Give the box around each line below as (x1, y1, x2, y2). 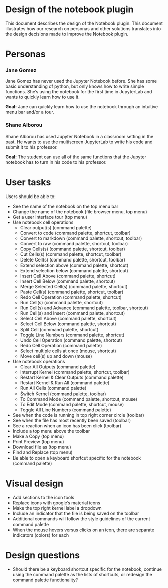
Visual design (5, 478, 64, 489)
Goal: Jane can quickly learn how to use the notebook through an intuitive (5, 104, 158, 110)
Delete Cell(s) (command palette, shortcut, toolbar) (20, 256, 125, 263)
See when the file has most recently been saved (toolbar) (12, 417, 131, 423)
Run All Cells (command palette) (20, 385, 87, 391)
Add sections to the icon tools (12, 494, 74, 500)
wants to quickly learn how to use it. (5, 94, 80, 100)
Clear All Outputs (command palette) (20, 364, 96, 370)
